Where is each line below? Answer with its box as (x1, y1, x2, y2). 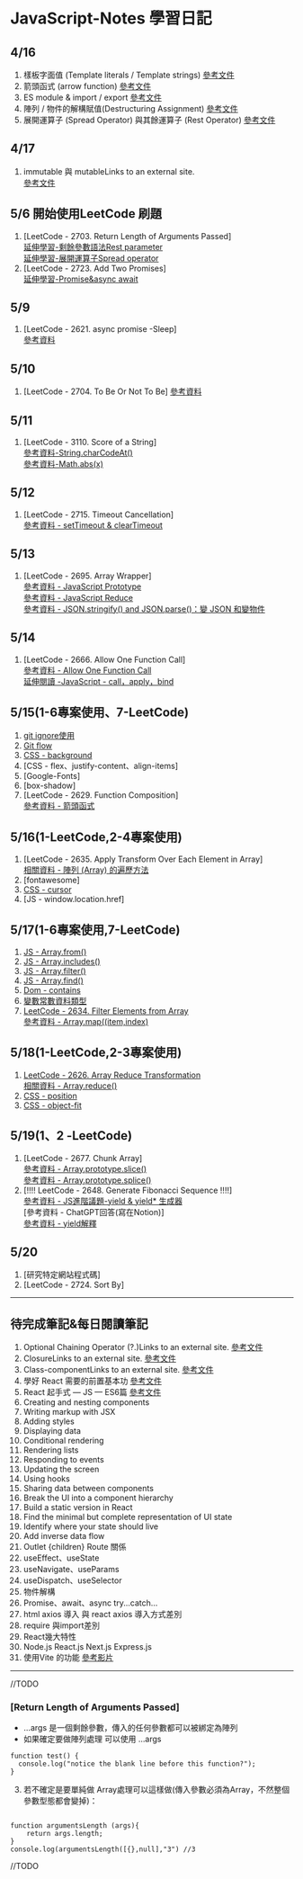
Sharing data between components (22, 1483, 154, 1494)
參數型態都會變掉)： (22, 1795, 98, 1806)
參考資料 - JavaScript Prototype (22, 581, 142, 592)
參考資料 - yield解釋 (22, 1218, 97, 1229)
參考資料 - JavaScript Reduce (22, 592, 134, 603)
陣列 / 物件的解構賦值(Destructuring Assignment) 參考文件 (22, 103, 239, 113)
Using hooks (22, 1473, 70, 1484)
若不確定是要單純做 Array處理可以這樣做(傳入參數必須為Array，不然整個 (22, 1785, 290, 1795)
